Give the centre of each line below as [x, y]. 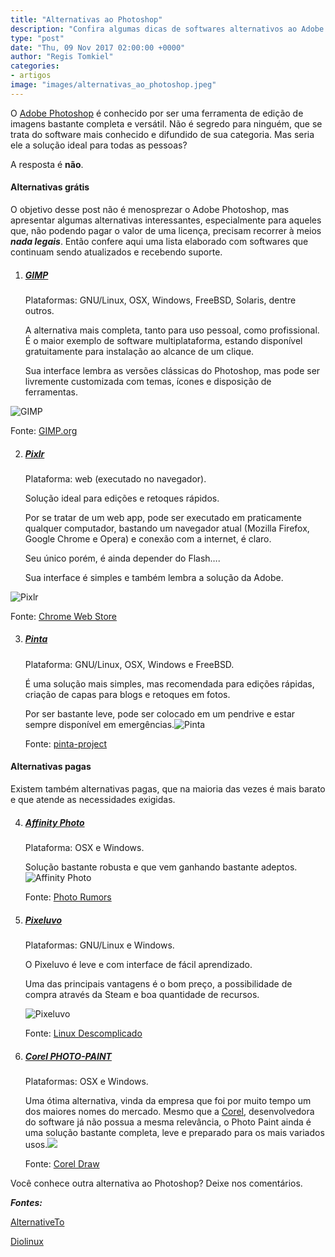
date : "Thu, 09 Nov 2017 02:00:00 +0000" [98, 47]
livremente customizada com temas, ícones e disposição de [148, 381]
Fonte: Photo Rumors [68, 897]
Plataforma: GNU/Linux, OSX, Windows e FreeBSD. [129, 664]
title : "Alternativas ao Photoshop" [86, 19]
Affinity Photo [54, 822]
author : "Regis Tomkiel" [62, 57]
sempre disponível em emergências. [99, 724]
